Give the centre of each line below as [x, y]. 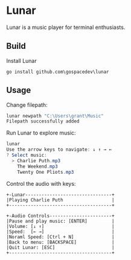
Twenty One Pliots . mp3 [46, 172]
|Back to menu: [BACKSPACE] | [60, 242]
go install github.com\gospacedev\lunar [58, 72]
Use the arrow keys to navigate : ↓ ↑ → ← [59, 150]
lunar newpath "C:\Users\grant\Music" [55, 116]
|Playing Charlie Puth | [60, 200]
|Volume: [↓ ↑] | [60, 226]
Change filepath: [27, 105]
